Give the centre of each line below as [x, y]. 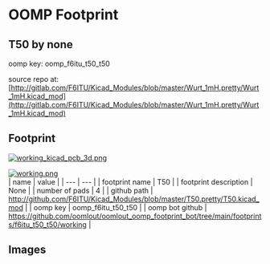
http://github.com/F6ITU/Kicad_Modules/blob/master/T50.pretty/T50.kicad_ [134, 199]
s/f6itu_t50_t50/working [47, 224]
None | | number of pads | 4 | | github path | [81, 190]
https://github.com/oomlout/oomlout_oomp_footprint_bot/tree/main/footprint [135, 216]
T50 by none [41, 45]
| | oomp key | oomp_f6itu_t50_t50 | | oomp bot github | [116, 207]
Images [27, 250]
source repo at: [33, 79]
